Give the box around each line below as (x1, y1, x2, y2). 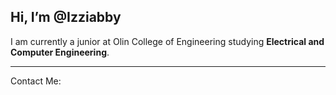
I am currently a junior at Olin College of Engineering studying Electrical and (10, 35, 325, 47)
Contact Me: (10, 75, 62, 87)
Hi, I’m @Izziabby (10, 9, 122, 26)
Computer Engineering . (10, 46, 110, 58)
